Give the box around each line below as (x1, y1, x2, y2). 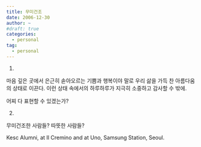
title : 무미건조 (6, 8, 42, 15)
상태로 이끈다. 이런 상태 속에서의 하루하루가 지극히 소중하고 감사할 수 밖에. (12, 84, 187, 92)
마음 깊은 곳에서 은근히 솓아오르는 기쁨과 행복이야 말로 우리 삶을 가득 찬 (6, 77, 174, 84)
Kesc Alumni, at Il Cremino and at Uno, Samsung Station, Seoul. (6, 134, 165, 141)
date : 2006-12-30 (6, 14, 50, 20)
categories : (6, 31, 36, 37)
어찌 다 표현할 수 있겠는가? (6, 97, 69, 104)
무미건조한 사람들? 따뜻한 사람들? (6, 122, 85, 129)
